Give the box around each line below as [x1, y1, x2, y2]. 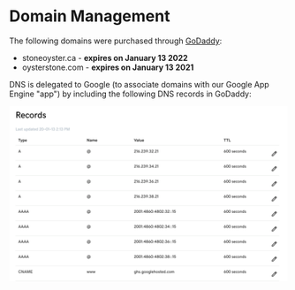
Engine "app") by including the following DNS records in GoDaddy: [9, 88, 252, 99]
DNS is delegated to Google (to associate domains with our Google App [9, 79, 269, 89]
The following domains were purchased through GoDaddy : [9, 35, 223, 46]
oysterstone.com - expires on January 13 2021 [21, 62, 194, 72]
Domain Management [9, 6, 170, 27]
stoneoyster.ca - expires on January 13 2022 [21, 52, 188, 63]
